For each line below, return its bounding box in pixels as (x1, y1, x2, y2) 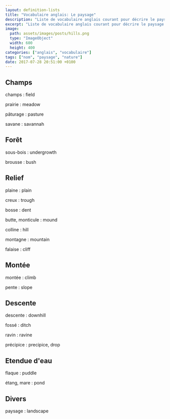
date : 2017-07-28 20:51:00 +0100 (5, 59, 76, 64)
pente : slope (5, 284, 33, 290)
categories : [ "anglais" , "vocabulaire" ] (5, 50, 92, 55)
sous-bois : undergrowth (5, 149, 57, 155)
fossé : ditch (5, 322, 31, 328)
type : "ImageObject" (10, 36, 53, 41)
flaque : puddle (5, 370, 37, 376)
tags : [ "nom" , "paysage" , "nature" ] (5, 54, 82, 60)
